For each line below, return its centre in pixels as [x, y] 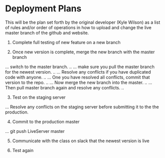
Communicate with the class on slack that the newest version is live [81, 141]
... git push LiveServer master [35, 131]
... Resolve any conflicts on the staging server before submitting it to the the [82, 107]
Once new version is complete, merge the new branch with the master [83, 52]
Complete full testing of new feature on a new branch [66, 42]
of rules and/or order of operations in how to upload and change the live [78, 27]
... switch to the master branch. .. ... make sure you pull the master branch [80, 67]
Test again [23, 150]
